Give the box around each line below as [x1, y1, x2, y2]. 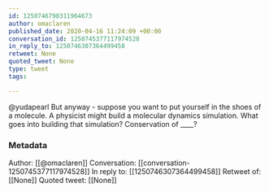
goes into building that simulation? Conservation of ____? [8, 119, 197, 129]
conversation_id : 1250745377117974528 [8, 34, 140, 43]
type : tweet [8, 65, 49, 73]
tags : [8, 72, 27, 81]
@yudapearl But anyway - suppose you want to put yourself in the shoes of [8, 102, 262, 111]
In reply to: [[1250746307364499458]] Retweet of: [91, 166, 262, 176]
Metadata [8, 139, 47, 151]
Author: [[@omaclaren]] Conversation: [8, 158, 137, 168]
